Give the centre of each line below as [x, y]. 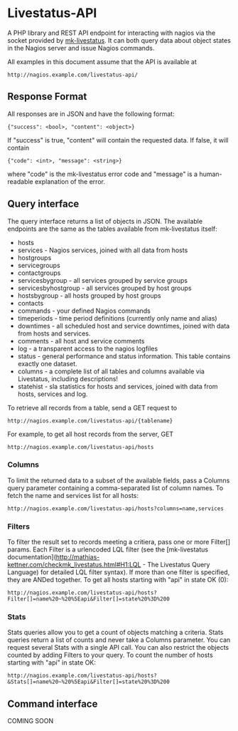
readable [20, 181]
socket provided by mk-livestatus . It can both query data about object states [119, 40]
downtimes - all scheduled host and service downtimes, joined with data [124, 326]
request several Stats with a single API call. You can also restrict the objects [118, 648]
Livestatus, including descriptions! [68, 378]
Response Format [47, 97]
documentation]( [32, 557]
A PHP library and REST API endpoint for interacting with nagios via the [112, 33]
